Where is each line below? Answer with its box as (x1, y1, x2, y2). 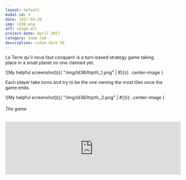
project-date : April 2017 (5, 31, 60, 36)
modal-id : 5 (5, 12, 30, 17)
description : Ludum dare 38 (5, 40, 65, 46)
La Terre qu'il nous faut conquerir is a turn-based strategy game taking (5, 54, 154, 60)
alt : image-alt (5, 26, 38, 31)
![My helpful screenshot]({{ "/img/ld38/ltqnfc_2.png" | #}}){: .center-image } (5, 94, 165, 100)
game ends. (5, 84, 30, 91)
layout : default (5, 7, 40, 13)
